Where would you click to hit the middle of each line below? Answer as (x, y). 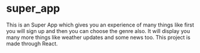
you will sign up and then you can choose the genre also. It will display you (98, 31)
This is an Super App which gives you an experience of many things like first (100, 25)
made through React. (32, 44)
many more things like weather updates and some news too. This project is (99, 37)
